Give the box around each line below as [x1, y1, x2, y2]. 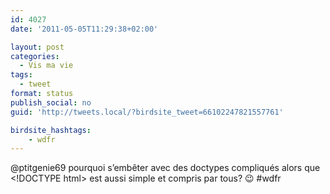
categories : [10, 51, 60, 61]
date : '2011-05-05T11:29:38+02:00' [10, 24, 159, 34]
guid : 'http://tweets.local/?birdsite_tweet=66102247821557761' [10, 107, 284, 117]
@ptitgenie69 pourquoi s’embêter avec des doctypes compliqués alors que [10, 162, 321, 174]
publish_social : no [10, 97, 92, 108]
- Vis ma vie [19, 61, 74, 71]
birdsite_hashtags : [10, 125, 92, 135]
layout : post [10, 42, 65, 52]
